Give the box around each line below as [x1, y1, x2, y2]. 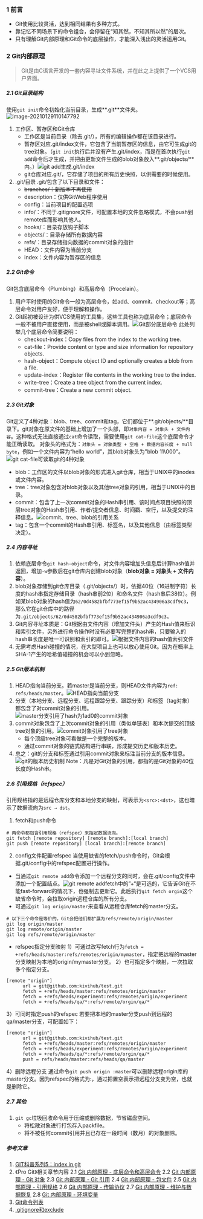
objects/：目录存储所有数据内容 [24, 231, 103, 238]
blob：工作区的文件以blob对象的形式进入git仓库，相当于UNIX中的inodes [14, 468, 195, 475]
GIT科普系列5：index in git [14, 1161, 82, 1168]
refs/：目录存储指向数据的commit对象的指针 [24, 238, 134, 245]
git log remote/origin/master [6, 926, 83, 932]
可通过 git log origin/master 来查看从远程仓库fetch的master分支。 [14, 903, 182, 910]
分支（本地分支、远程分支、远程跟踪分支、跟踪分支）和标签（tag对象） [14, 697, 193, 704]
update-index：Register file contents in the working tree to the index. [24, 371, 196, 379]
